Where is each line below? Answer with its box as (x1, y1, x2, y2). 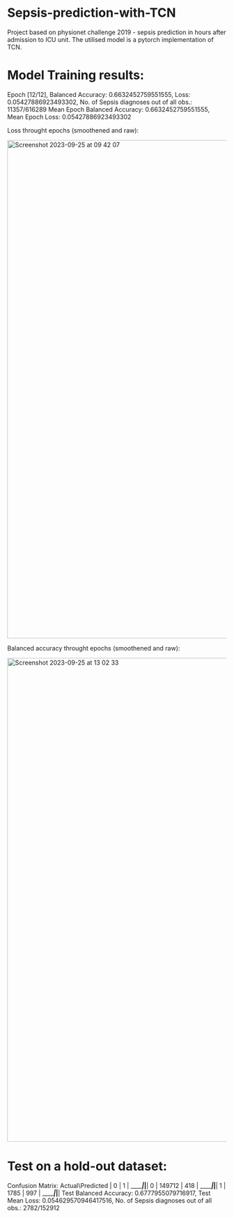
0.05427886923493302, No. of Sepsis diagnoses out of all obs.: (7, 98, 193, 106)
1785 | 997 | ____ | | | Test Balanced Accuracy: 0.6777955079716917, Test (7, 1189, 211, 1197)
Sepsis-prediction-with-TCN (7, 5, 176, 21)
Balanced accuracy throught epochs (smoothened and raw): (7, 644, 180, 652)
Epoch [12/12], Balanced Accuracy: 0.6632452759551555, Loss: (7, 90, 191, 98)
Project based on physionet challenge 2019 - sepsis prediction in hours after (7, 28, 226, 36)
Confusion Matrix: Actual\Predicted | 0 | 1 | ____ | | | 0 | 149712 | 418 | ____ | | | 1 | (7, 1181, 226, 1189)
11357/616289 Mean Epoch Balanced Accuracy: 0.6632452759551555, (7, 105, 210, 113)
